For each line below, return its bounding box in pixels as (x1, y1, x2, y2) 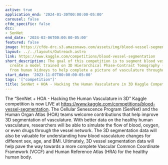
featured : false (5, 40, 39, 45)
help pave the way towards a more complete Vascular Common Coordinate (5, 143, 160, 149)
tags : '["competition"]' (5, 77, 57, 82)
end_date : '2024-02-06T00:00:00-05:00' (5, 35, 88, 40)
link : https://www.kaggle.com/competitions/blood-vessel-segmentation (5, 53, 155, 59)
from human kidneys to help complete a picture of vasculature (9, 68, 144, 73)
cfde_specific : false (5, 21, 50, 26)
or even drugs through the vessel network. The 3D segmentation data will (5, 127, 157, 133)
